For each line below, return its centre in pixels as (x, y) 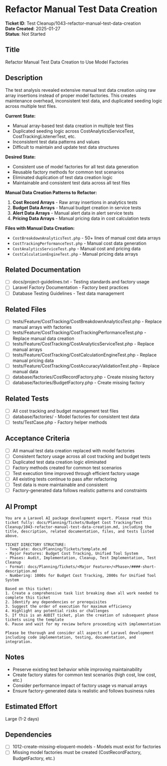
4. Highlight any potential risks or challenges (57, 611)
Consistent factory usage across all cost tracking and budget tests (81, 456)
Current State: (21, 116)
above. (12, 536)
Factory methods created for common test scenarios (67, 467)
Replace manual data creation (43, 338)
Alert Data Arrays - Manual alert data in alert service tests (73, 213)
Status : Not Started (25, 34)
